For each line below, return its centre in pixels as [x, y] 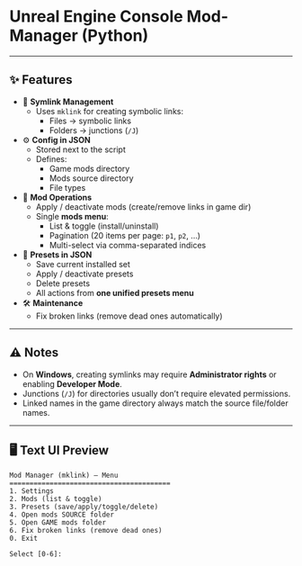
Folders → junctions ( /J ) [94, 130]
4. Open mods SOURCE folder [62, 515]
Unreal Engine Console [96, 17]
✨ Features [41, 80]
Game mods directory [89, 168]
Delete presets [63, 283]
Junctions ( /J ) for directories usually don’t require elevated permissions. [156, 393]
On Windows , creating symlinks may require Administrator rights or [149, 374]
